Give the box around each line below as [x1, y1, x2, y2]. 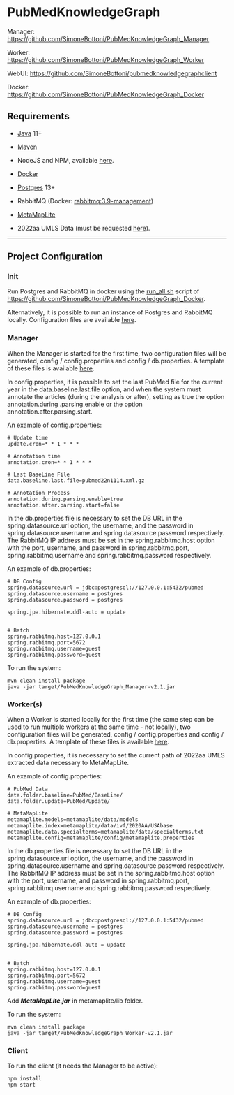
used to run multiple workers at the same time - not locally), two [7, 723, 192, 731]
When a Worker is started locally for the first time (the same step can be [7, 716, 214, 724]
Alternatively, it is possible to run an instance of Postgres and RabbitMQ [7, 308, 213, 317]
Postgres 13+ [17, 183, 56, 191]
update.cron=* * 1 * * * [7, 440, 79, 447]
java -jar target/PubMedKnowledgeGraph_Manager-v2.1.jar [7, 683, 176, 690]
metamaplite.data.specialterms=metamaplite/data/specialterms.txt [7, 829, 204, 836]
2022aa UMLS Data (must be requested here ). [17, 224, 150, 232]
